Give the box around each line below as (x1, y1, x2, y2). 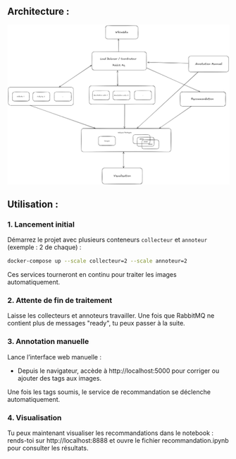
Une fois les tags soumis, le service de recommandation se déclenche (7, 388, 211, 396)
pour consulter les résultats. (7, 444, 89, 453)
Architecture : (7, 6, 70, 18)
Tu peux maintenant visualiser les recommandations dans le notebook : (7, 429, 213, 437)
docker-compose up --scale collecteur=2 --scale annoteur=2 (7, 258, 188, 265)
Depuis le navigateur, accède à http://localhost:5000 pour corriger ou (17, 366, 220, 375)
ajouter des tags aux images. (17, 374, 102, 382)
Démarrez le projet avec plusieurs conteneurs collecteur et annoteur (7, 236, 208, 244)
